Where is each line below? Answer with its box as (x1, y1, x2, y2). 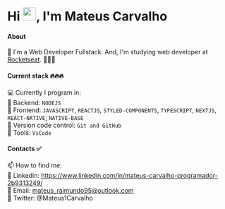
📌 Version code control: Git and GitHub (7, 121, 122, 129)
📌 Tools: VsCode (7, 128, 51, 137)
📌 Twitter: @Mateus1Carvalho (7, 193, 93, 202)
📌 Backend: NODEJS (7, 98, 61, 107)
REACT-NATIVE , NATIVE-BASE (7, 113, 84, 121)
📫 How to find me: (7, 161, 62, 169)
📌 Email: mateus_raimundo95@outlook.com (7, 186, 134, 194)
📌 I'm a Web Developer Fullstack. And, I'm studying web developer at (7, 48, 208, 56)
